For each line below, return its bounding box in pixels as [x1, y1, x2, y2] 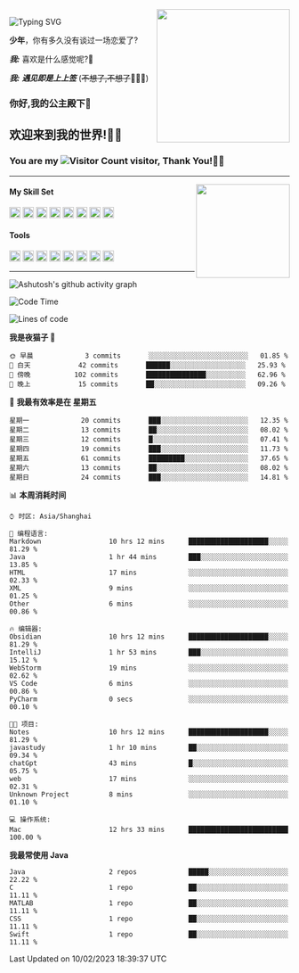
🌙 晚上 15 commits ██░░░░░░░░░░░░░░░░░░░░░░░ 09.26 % [9, 380, 287, 389]
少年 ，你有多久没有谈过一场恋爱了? [9, 35, 139, 45]
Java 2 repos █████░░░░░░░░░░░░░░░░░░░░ [9, 868, 289, 877]
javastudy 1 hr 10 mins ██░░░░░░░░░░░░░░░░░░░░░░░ [9, 744, 289, 753]
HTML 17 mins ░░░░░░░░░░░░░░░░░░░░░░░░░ [9, 568, 289, 578]
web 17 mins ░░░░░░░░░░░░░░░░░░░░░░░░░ [9, 775, 289, 784]
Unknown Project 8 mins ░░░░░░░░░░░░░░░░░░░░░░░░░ [9, 790, 289, 799]
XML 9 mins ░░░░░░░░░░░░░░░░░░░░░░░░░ [9, 584, 289, 593]
